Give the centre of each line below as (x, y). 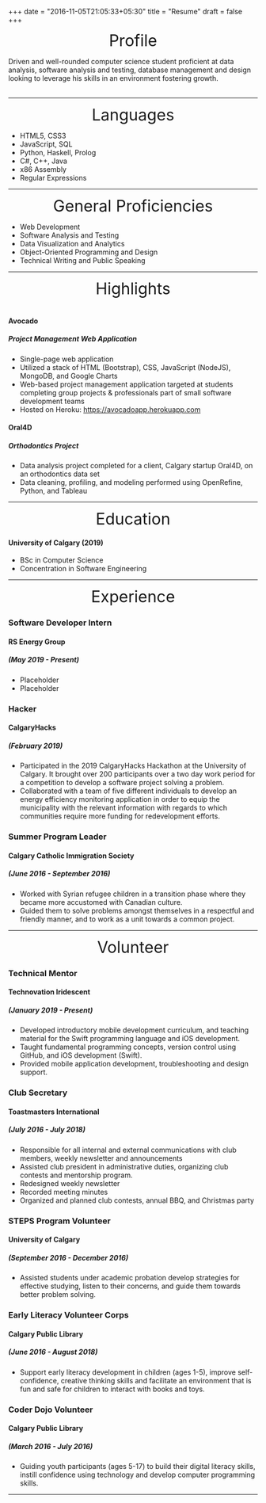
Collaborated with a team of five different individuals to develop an (128, 791)
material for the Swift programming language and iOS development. (129, 1039)
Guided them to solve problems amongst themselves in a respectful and (137, 910)
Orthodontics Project (44, 445)
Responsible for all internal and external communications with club (128, 1150)
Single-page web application (66, 359)
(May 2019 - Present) (44, 660)
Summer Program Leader (57, 837)
